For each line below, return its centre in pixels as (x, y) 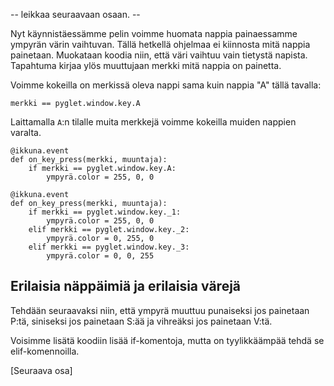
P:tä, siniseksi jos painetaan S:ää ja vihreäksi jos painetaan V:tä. (141, 321)
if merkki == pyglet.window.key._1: (105, 212)
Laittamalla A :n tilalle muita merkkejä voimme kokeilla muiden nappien (153, 122)
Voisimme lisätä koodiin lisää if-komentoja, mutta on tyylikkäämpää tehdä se (167, 340)
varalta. (26, 132)
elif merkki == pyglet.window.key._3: (109, 247)
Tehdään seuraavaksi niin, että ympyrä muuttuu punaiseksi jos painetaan (160, 310)
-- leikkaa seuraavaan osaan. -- (75, 14)
